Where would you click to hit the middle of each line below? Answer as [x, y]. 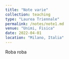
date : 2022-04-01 [23, 33]
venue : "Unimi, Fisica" [30, 28]
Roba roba [16, 52]
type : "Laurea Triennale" [32, 19]
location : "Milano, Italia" [35, 38]
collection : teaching [28, 14]
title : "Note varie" [27, 10]
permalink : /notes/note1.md [35, 24]
